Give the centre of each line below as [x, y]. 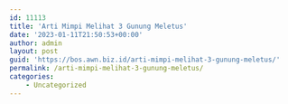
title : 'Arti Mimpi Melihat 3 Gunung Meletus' [98, 26]
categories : [32, 77]
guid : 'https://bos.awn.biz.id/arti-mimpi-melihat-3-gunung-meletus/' [145, 60]
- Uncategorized [56, 85]
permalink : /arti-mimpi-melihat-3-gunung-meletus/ [107, 69]
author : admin [36, 43]
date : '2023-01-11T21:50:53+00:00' [76, 34]
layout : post [34, 52]
